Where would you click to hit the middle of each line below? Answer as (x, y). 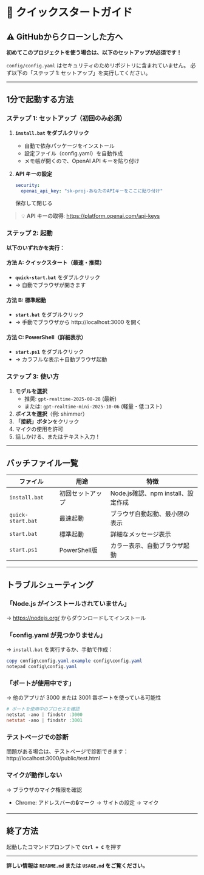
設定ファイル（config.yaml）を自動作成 (73, 153)
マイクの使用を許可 (39, 429)
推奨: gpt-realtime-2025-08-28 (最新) (70, 399)
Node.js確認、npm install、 (149, 493)
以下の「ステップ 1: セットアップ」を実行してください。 (81, 73)
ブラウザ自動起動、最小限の (150, 514)
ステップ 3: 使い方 (33, 377)
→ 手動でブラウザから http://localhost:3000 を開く (78, 322)
